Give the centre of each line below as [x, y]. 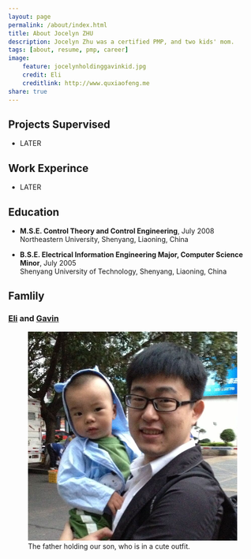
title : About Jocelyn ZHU [51, 33]
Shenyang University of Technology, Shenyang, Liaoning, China [123, 271]
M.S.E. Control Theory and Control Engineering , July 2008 [117, 231]
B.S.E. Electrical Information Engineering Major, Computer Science [131, 254]
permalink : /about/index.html [58, 25]
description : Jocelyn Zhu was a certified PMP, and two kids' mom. [122, 42]
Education [34, 212]
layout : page [30, 17]
